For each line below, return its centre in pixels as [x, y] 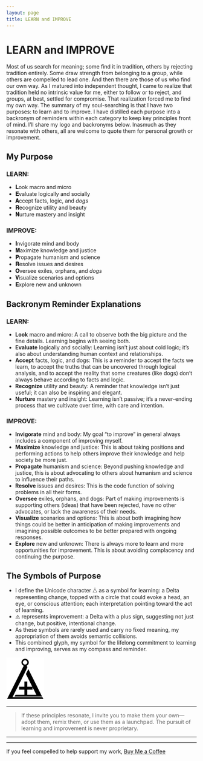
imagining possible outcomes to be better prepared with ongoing [96, 531]
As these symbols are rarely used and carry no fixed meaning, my [97, 630]
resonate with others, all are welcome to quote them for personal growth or [100, 131]
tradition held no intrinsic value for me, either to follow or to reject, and [94, 92]
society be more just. [41, 460]
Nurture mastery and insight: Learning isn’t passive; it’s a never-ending [104, 399]
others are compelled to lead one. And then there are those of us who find [98, 79]
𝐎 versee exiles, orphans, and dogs [59, 271]
